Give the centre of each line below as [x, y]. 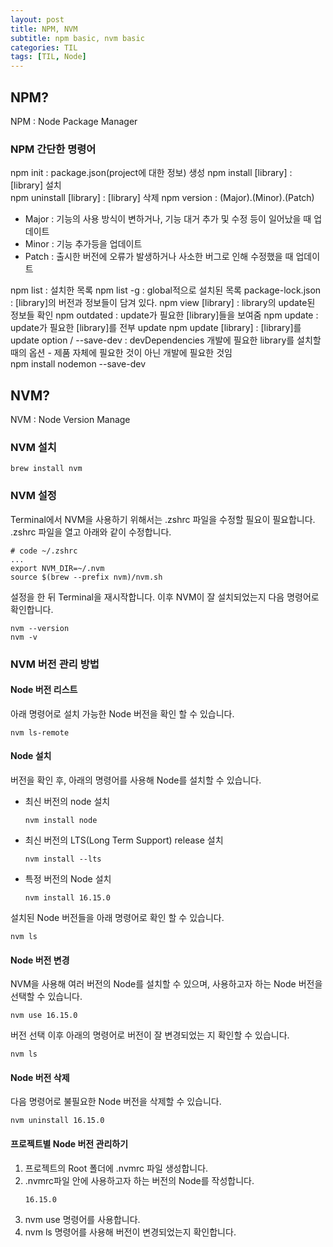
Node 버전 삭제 [40, 1077]
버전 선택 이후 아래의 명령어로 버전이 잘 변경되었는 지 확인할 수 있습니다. [150, 1035]
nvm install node [61, 820]
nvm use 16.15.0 [44, 1016]
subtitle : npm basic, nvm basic [77, 38]
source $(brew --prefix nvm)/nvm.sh [86, 577]
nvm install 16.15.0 [67, 897]
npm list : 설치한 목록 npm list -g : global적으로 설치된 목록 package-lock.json [166, 290]
